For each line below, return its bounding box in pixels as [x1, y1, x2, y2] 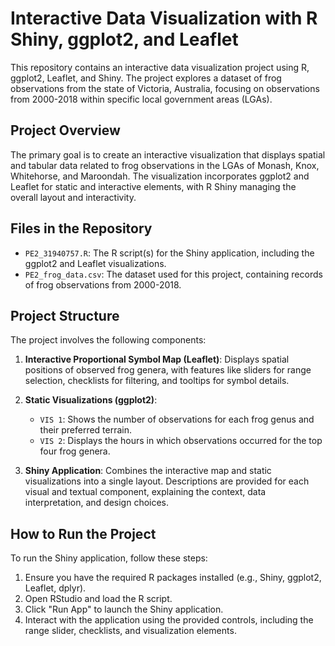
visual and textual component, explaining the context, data [24, 486, 267, 498]
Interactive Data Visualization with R [10, 7, 318, 30]
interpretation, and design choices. [24, 497, 170, 509]
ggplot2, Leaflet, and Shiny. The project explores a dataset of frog [10, 72, 282, 84]
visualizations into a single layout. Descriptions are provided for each [24, 475, 310, 487]
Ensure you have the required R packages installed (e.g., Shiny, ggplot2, [24, 572, 322, 584]
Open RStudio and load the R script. [24, 593, 173, 605]
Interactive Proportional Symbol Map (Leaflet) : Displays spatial [24, 353, 290, 366]
